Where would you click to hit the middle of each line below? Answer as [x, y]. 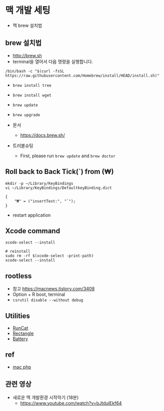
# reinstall [18, 252]
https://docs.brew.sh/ [43, 135]
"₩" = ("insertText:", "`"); [45, 201]
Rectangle [23, 333]
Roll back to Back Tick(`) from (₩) [59, 172]
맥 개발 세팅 [28, 10]
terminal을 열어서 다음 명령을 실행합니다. [53, 61]
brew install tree [32, 85]
